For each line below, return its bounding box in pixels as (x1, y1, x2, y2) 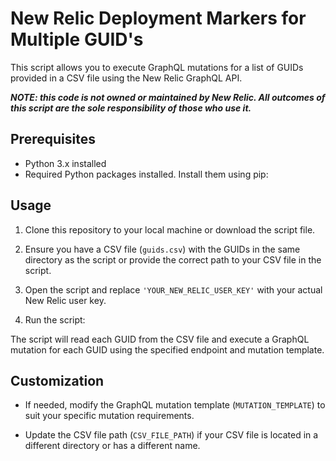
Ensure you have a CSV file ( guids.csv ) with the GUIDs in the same (24, 243, 301, 255)
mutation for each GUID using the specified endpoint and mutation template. (10, 343, 325, 356)
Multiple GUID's (10, 28, 144, 51)
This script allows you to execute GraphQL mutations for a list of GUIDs (10, 61, 304, 73)
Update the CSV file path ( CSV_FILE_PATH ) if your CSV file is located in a (24, 429, 319, 441)
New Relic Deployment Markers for (10, 7, 307, 30)
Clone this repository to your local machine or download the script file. (24, 223, 316, 236)
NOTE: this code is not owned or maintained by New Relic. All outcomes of (10, 91, 326, 103)
